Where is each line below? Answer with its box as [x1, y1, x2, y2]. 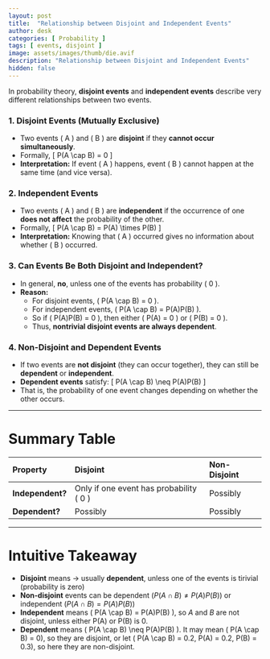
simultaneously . [19, 142, 76, 151]
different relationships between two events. [8, 94, 152, 105]
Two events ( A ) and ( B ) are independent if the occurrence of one [19, 206, 245, 216]
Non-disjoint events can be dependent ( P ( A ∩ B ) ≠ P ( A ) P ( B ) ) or [19, 590, 231, 600]
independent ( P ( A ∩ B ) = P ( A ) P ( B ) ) [19, 599, 135, 608]
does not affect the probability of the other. [19, 214, 165, 224]
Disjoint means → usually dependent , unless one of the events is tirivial [19, 573, 259, 582]
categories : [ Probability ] [8, 34, 106, 43]
